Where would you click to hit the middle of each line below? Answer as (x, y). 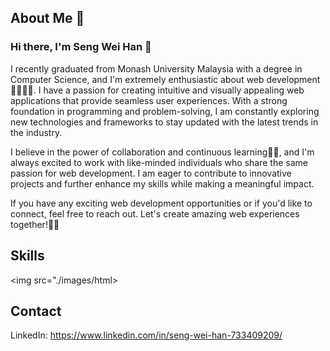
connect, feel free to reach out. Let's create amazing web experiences (155, 213)
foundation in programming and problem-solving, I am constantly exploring (165, 111)
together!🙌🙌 (35, 224)
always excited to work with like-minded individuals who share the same (159, 162)
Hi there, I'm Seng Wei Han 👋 (81, 47)
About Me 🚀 (47, 18)
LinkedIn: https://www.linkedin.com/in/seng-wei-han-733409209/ (146, 335)
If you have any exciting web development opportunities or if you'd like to (161, 203)
